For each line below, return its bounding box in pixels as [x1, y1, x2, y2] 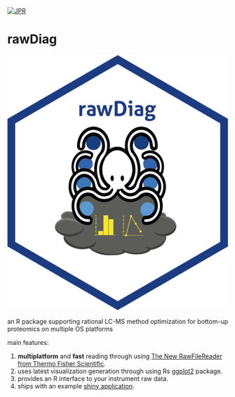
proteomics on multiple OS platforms [7, 324, 114, 333]
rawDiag [7, 32, 58, 47]
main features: [7, 338, 49, 346]
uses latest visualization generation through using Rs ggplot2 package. [17, 367, 223, 375]
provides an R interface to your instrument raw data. [17, 374, 168, 383]
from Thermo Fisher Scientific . [17, 359, 107, 367]
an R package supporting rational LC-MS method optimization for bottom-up [7, 317, 229, 325]
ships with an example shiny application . [17, 382, 135, 390]
